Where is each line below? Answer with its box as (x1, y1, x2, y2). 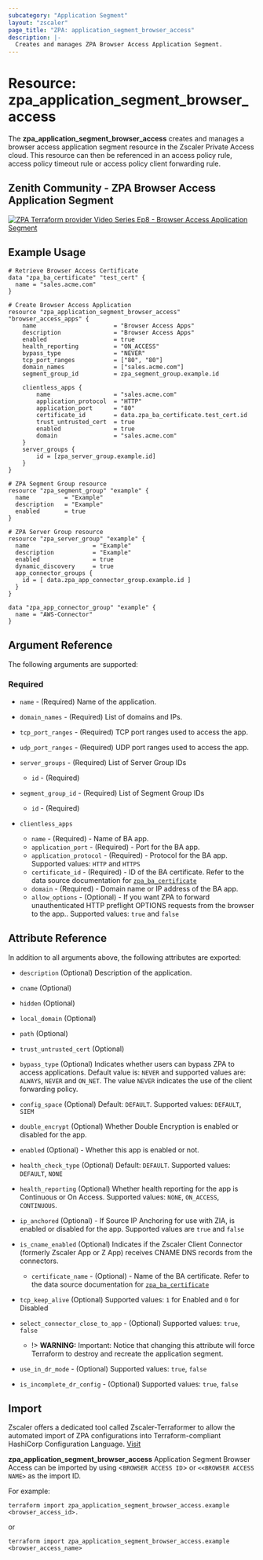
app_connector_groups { (15, 569, 93, 577)
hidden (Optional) (19, 998, 76, 1008)
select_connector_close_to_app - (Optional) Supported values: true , (19, 1318, 240, 1327)
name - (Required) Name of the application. (19, 697, 157, 706)
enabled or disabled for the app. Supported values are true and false (19, 1224, 245, 1233)
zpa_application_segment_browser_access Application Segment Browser (8, 1455, 250, 1464)
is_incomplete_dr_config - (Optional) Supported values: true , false (19, 1379, 239, 1389)
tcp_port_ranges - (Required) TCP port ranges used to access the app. (19, 727, 249, 737)
